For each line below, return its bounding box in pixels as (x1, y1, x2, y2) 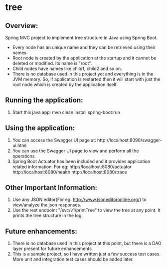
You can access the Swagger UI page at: (12, 137, 96, 143)
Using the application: (5, 124, 75, 132)
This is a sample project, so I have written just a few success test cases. (12, 251, 161, 257)
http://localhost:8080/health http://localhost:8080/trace (12, 169, 127, 175)
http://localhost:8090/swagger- (97, 137, 162, 143)
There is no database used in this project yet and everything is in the (12, 71, 154, 76)
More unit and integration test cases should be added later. (12, 256, 134, 262)
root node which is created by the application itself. (12, 81, 118, 87)
